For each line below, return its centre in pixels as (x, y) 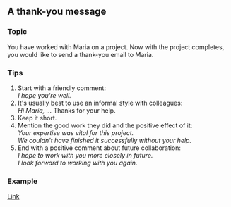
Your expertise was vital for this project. (76, 132)
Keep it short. (37, 118)
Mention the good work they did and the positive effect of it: (105, 125)
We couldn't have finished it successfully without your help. (105, 140)
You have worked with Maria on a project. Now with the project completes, (116, 47)
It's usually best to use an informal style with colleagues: (100, 103)
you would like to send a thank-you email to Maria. (81, 54)
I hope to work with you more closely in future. (85, 155)
